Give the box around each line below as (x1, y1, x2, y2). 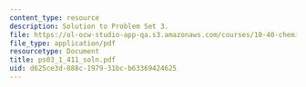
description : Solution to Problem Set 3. (9, 22, 169, 31)
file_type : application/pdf (9, 38, 117, 48)
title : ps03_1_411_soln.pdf (9, 55, 117, 64)
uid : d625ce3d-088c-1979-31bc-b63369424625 (9, 64, 178, 73)
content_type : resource (9, 13, 100, 23)
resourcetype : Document (9, 47, 100, 56)
